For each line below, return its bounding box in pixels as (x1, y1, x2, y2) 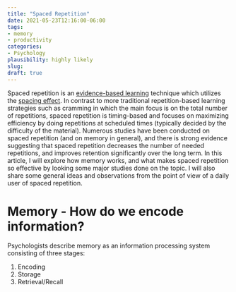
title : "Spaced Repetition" (7, 10, 90, 18)
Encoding (17, 262, 46, 272)
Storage (17, 270, 41, 279)
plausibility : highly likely (7, 56, 93, 63)
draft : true (7, 69, 42, 76)
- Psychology (7, 50, 46, 57)
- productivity (7, 37, 52, 44)
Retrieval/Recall (17, 278, 64, 286)
